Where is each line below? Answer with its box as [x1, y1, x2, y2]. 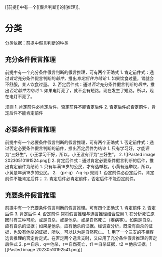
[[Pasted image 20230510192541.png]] [5, 247, 82, 253]
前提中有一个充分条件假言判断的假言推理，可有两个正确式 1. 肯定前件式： [5, 69, 150, 75]
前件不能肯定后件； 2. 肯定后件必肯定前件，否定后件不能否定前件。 [5, 176, 138, 181]
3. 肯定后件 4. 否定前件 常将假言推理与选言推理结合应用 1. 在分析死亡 [14, 211, 151, 217]
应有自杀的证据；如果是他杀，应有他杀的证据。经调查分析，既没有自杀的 [5, 223, 148, 229]
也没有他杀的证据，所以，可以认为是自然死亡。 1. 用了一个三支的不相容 [13, 229, 154, 235]
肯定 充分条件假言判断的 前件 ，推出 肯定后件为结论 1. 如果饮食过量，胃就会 [9, 75, 154, 81]
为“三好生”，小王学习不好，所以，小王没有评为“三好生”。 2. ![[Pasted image [5, 151, 156, 157]
